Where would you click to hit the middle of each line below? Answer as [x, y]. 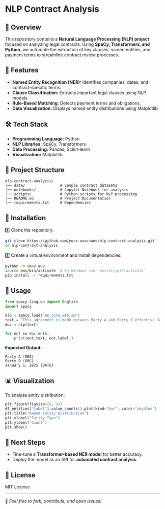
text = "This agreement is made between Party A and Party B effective [80, 320]
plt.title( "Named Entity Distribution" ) [47, 413]
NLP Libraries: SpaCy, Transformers [49, 144]
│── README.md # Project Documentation [58, 199]
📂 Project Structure [35, 170]
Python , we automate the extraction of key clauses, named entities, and [78, 50]
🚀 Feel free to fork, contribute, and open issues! [53, 501]
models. [20, 98]
